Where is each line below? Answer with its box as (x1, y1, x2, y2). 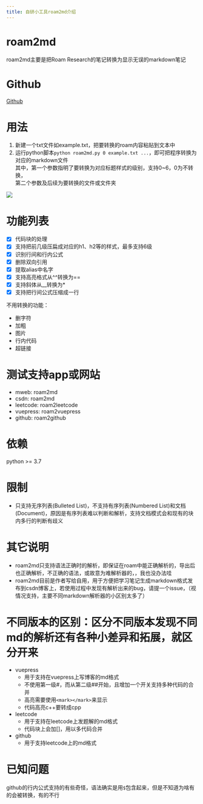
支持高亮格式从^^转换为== (15, 273, 81, 280)
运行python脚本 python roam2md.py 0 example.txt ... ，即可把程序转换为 (15, 149, 197, 156)
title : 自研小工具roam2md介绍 (6, 8, 76, 15)
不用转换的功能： (6, 301, 49, 309)
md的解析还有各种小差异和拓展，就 (6, 630, 182, 644)
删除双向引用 (15, 258, 47, 265)
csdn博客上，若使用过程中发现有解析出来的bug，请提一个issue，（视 (25, 584, 197, 591)
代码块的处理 (15, 236, 47, 243)
